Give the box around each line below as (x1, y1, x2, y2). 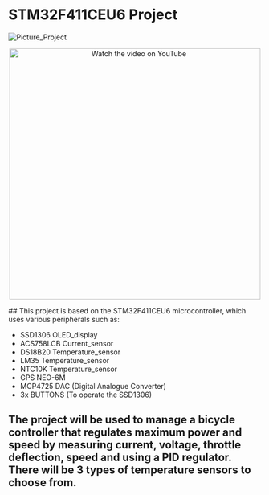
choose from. (8, 476, 77, 489)
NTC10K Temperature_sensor (19, 364, 118, 374)
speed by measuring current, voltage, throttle (8, 438, 242, 452)
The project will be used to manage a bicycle (8, 413, 235, 427)
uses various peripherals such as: (8, 314, 120, 324)
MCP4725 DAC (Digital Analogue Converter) (19, 381, 167, 391)
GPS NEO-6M (19, 372, 66, 382)
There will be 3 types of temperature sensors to (8, 464, 251, 477)
